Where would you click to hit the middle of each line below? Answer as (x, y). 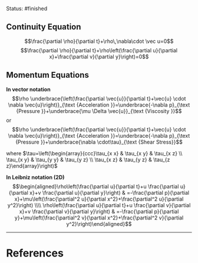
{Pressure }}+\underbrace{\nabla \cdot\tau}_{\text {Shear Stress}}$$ (99, 142)
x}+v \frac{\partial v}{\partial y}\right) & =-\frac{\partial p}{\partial (99, 211)
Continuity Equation (44, 27)
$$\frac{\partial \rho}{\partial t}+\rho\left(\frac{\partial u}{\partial (99, 50)
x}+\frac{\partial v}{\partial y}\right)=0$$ (99, 56)
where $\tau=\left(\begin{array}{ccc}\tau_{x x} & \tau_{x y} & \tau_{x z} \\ (94, 153)
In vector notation (29, 89)
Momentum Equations (48, 75)
